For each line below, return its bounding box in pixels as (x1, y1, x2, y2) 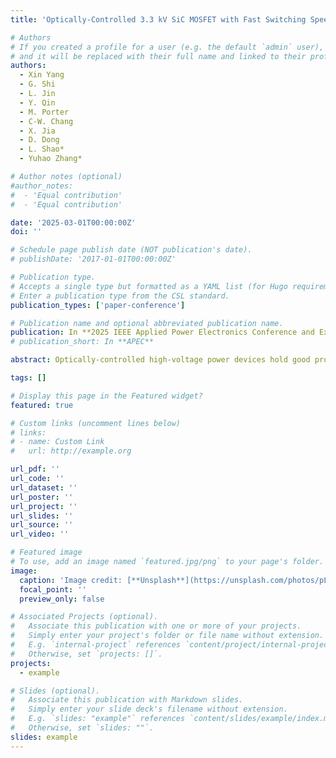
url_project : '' (10, 501, 78, 511)
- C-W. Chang (19, 116, 74, 126)
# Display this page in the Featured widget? (10, 391, 203, 401)
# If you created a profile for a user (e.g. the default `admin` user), (10, 42, 325, 52)
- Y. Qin (19, 97, 56, 108)
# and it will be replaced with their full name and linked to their (10, 51, 307, 61)
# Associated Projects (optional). (10, 612, 159, 622)
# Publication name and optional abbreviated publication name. (10, 318, 284, 328)
